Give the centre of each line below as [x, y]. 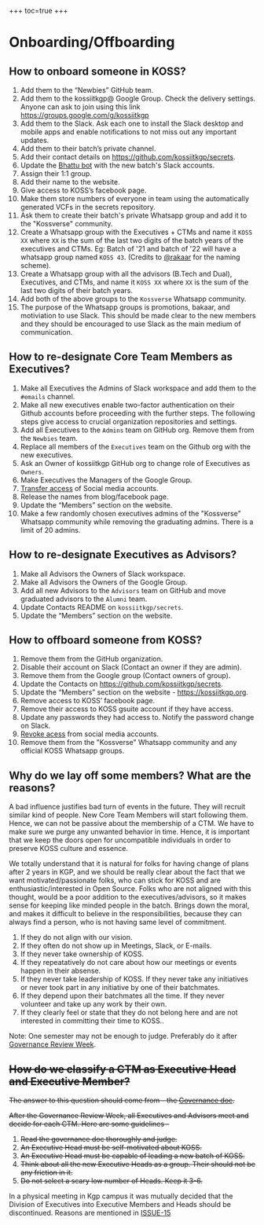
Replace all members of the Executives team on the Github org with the [135, 446]
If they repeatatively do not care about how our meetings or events [128, 963]
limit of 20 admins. [50, 530]
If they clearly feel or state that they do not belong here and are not [129, 1013]
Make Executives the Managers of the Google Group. [106, 480]
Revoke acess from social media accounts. [90, 734]
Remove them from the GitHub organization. [92, 659]
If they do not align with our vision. [76, 937]
